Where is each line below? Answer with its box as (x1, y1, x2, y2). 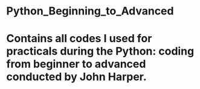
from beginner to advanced (6, 57, 146, 71)
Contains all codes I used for (6, 32, 152, 46)
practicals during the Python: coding (6, 44, 195, 58)
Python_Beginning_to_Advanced (6, 4, 174, 18)
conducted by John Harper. (6, 70, 147, 84)
